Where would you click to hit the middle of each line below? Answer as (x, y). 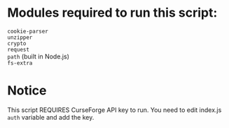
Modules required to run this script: (112, 13)
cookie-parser (28, 31)
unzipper (20, 37)
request (19, 49)
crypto (17, 43)
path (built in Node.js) (39, 56)
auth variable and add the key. (51, 117)
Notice (27, 91)
